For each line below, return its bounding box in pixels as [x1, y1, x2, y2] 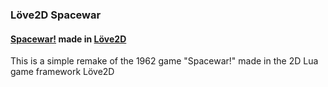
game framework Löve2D [10, 66, 115, 78]
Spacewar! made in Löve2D [10, 33, 127, 45]
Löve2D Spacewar [10, 8, 102, 22]
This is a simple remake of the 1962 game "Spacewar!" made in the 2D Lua [10, 55, 319, 67]
